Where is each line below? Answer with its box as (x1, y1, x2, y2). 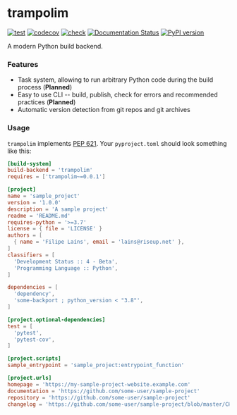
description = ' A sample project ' (7, 206, 109, 213)
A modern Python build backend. (7, 42, 104, 50)
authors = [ (7, 232, 42, 239)
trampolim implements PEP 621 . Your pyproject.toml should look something (7, 139, 227, 147)
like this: (7, 147, 32, 155)
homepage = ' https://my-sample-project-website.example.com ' (7, 380, 191, 388)
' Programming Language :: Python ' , (13, 264, 119, 272)
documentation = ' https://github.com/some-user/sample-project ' (7, 388, 200, 395)
